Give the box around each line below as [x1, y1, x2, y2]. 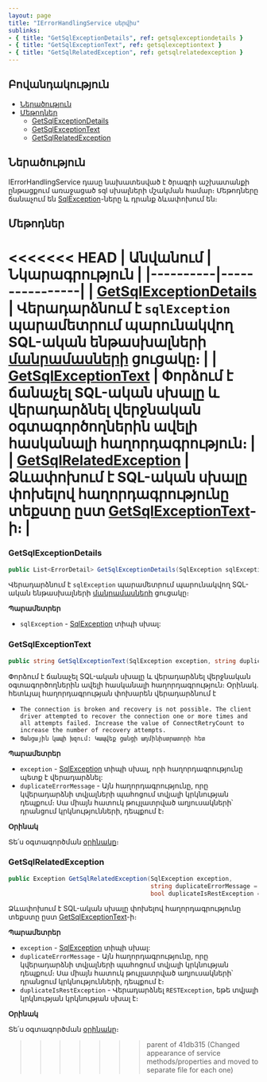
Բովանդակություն [8, 78, 110, 91]
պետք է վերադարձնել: [19, 772, 103, 781]
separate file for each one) [146, 1065, 234, 1075]
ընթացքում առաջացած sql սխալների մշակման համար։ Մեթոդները [8, 185, 259, 195]
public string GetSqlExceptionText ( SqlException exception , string [8, 657, 237, 665]
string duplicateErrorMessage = [150, 882, 258, 890]
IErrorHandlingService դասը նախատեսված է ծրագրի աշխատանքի [8, 176, 250, 187]
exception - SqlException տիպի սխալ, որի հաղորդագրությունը [19, 764, 244, 774]
